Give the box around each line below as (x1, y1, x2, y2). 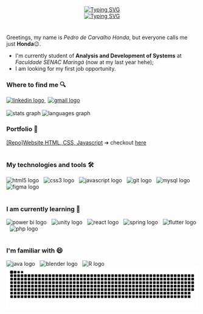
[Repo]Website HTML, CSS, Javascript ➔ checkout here (6, 138, 147, 146)
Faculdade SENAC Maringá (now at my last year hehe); (15, 59, 154, 66)
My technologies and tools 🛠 (6, 160, 94, 169)
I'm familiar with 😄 (6, 246, 63, 255)
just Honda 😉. (6, 40, 41, 48)
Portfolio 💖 (6, 125, 38, 134)
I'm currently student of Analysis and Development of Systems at (15, 52, 182, 60)
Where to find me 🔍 (6, 80, 66, 89)
